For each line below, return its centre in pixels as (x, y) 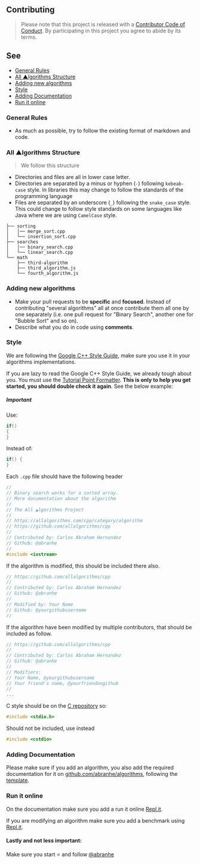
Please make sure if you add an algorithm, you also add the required (90, 768)
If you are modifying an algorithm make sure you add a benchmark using (96, 820)
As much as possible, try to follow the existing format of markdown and (102, 131)
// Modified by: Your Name (40, 604)
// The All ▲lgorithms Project (45, 510)
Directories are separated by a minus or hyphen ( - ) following (89, 184)
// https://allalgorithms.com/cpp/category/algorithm (75, 521)
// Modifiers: (24, 672)
